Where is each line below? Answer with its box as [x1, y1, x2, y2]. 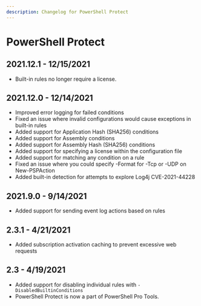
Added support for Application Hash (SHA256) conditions [15, 128, 159, 135]
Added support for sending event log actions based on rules [15, 207, 165, 214]
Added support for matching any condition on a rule [15, 154, 145, 161]
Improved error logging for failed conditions [15, 109, 124, 116]
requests [15, 247, 38, 255]
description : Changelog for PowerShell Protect [6, 8, 129, 15]
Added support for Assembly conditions [15, 135, 115, 142]
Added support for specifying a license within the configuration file [15, 148, 183, 155]
